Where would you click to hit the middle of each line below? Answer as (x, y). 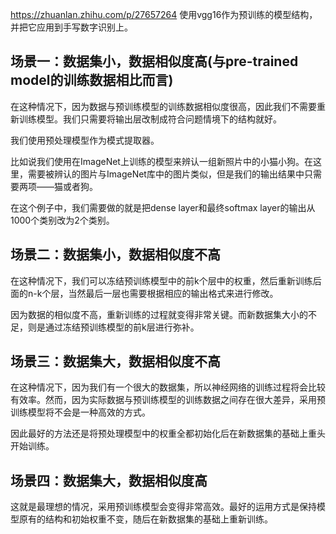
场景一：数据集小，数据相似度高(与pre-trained (154, 61)
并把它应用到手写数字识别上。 (71, 27)
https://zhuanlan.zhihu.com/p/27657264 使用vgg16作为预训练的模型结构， (164, 14)
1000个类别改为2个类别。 (62, 220)
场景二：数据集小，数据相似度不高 (115, 254)
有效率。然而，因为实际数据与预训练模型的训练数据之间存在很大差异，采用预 (168, 400)
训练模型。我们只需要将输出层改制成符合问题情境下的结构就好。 (150, 119)
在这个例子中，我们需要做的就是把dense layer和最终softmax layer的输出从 (163, 207)
